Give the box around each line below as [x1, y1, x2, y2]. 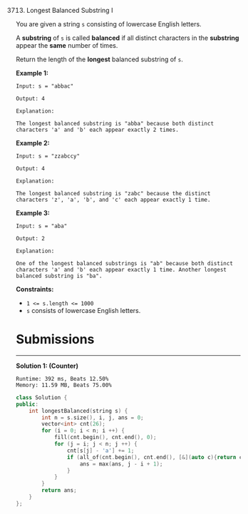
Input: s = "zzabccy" [16, 153, 81, 160]
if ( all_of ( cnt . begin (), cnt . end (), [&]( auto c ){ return [66, 453, 237, 461]
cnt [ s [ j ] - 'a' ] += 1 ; [66, 447, 135, 454]
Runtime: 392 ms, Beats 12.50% [16, 375, 109, 382]
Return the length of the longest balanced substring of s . [16, 55, 183, 63]
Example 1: [16, 69, 49, 77]
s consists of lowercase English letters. [26, 307, 141, 314]
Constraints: [16, 285, 54, 293]
